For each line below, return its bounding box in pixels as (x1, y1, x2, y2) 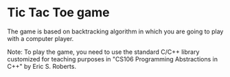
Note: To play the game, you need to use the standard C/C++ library (7, 48, 200, 56)
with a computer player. (7, 34, 74, 42)
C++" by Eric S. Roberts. (7, 62, 77, 70)
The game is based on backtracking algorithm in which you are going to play (7, 27, 224, 35)
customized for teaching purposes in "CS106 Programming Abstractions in (7, 55, 218, 63)
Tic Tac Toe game (7, 5, 110, 20)
